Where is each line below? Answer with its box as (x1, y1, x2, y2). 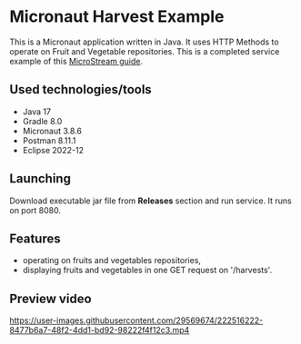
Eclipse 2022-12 (22, 144, 85, 155)
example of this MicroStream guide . (9, 55, 144, 66)
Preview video (9, 290, 93, 306)
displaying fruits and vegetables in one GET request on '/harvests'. (22, 265, 273, 276)
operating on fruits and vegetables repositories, (22, 255, 202, 266)
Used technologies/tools (9, 82, 152, 97)
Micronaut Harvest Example (9, 6, 225, 27)
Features (9, 231, 61, 246)
